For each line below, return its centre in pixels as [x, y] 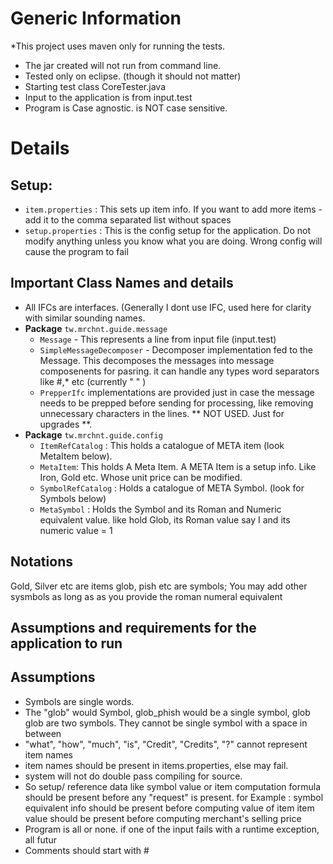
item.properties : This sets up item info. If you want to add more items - [173, 209]
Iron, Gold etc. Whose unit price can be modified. [141, 477]
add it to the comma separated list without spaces [128, 219]
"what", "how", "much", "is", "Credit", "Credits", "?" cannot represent [166, 744]
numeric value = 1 [76, 530]
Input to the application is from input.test [108, 97]
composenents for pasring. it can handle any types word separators [179, 371]
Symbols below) [73, 498]
